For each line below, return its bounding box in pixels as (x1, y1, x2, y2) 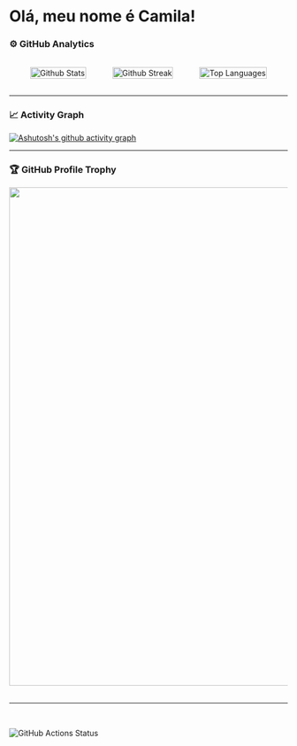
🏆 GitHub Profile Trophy (9, 163, 117, 175)
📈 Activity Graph (9, 109, 85, 121)
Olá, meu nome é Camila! (9, 6, 196, 27)
